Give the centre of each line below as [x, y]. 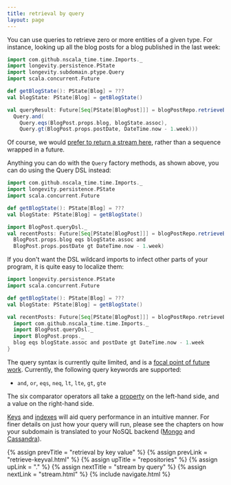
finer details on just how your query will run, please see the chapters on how [115, 424]
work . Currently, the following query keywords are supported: [95, 369]
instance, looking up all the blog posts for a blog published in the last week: [114, 47]
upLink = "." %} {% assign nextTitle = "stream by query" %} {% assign [107, 466]
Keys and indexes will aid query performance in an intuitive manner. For [108, 417]
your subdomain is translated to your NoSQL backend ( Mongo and [101, 431]
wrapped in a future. [36, 149]
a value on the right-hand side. [51, 403]
